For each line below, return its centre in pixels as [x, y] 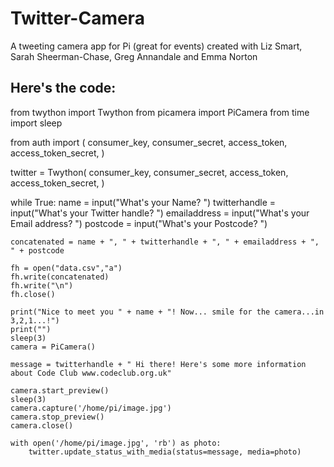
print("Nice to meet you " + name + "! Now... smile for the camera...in [167, 312]
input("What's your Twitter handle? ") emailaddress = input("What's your [160, 213]
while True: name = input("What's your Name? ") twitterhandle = [143, 202]
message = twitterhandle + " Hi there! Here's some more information [158, 364]
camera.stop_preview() [57, 417]
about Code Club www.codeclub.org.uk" [91, 373]
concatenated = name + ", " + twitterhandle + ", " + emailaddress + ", [165, 242]
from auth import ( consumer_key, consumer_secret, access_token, [149, 142]
